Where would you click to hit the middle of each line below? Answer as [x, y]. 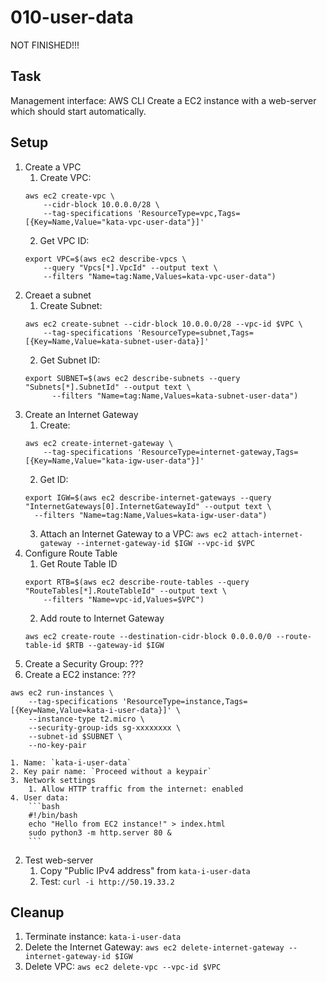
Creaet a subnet [58, 295]
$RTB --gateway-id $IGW [115, 645]
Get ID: [54, 479]
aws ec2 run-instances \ [62, 692]
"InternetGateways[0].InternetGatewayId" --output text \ [148, 506]
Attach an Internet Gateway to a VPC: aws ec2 [133, 533]
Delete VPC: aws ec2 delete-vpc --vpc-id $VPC [123, 967]
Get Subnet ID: [70, 360]
